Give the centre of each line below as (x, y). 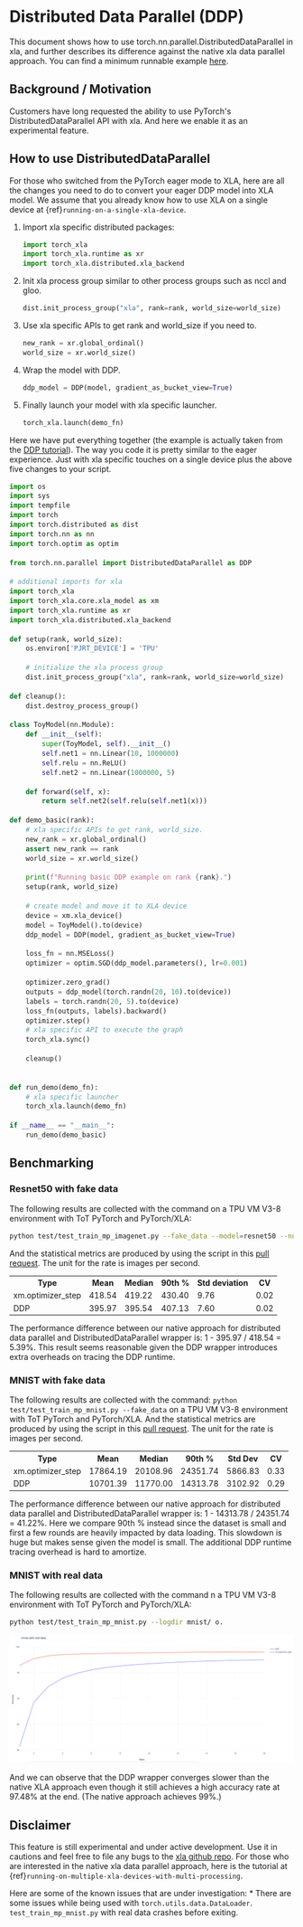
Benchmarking (52, 1163)
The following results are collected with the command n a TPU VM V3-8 (143, 1595)
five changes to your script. (60, 468)
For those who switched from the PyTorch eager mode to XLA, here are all (147, 180)
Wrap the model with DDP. (71, 370)
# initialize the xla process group (95, 668)
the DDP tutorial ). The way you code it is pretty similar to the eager (133, 449)
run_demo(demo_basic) (66, 1135)
